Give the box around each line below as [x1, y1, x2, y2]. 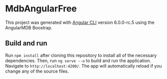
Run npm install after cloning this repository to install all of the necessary [5, 52, 157, 58]
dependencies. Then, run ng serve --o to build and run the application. [5, 58, 151, 64]
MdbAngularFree [5, 3, 77, 14]
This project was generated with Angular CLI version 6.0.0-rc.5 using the [5, 19, 155, 25]
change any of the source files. [5, 68, 69, 74]
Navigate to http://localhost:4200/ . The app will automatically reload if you [5, 63, 162, 69]
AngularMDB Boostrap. [5, 24, 53, 30]
